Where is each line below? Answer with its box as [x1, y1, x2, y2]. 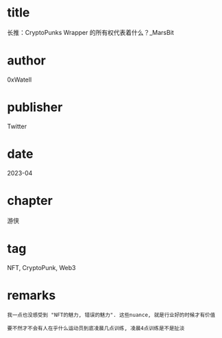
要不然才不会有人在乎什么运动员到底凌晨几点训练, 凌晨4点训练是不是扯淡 [7, 324, 185, 332]
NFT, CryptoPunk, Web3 [7, 263, 76, 271]
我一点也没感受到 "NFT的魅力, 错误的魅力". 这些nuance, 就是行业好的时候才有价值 [7, 311, 216, 318]
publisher [7, 99, 63, 115]
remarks [7, 287, 56, 303]
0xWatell [7, 75, 32, 84]
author [7, 53, 47, 69]
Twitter [7, 122, 27, 130]
